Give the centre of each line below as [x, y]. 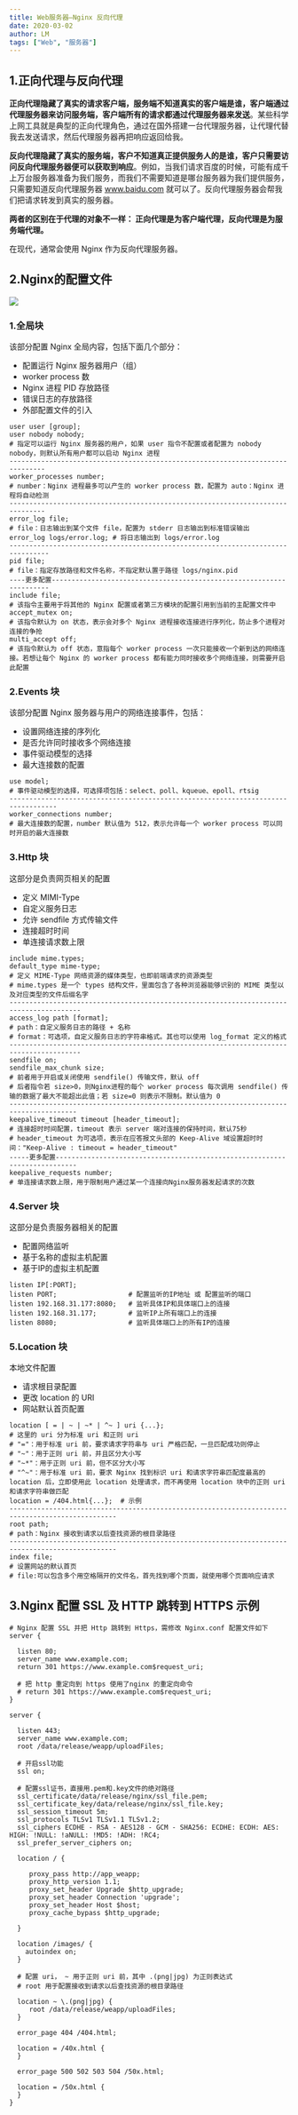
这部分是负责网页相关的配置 [60, 878]
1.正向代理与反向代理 [67, 80]
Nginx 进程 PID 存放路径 [66, 388]
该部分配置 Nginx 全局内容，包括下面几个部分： [96, 346]
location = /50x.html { [61, 2087]
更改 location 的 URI [58, 1398]
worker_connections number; [61, 815]
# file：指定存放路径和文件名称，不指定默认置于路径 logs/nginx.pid [123, 571]
